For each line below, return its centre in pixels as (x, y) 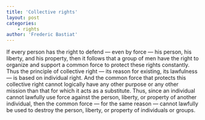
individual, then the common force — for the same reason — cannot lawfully (102, 104)
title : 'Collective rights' (42, 12)
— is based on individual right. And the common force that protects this (96, 78)
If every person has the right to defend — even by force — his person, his (99, 52)
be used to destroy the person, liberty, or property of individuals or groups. (101, 110)
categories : (21, 23)
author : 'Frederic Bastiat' (42, 35)
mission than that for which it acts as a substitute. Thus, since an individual (101, 91)
